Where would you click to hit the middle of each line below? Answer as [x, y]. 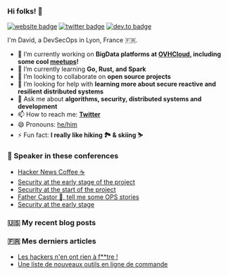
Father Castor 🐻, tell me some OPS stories [78, 197]
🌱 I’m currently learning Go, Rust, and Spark [82, 69]
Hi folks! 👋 [25, 11]
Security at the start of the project [66, 189]
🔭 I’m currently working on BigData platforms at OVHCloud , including [119, 54]
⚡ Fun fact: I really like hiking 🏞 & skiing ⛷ [80, 135]
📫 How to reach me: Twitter [59, 115]
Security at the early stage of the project [76, 181]
